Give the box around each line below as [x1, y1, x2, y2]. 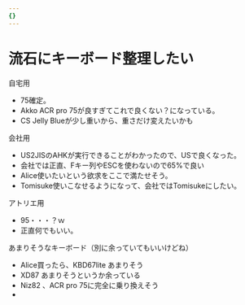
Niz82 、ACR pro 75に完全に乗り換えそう [20, 280, 159, 290]
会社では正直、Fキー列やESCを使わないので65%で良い [20, 160, 205, 170]
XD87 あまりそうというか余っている [20, 270, 141, 280]
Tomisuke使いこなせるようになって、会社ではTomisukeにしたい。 [20, 181, 242, 190]
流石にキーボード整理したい [8, 50, 195, 68]
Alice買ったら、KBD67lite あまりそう [20, 259, 144, 269]
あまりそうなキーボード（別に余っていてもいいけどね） [8, 242, 193, 252]
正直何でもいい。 [20, 225, 78, 235]
